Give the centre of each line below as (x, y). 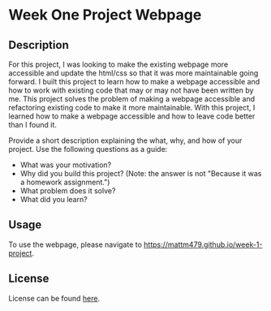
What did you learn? (54, 199)
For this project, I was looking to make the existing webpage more (118, 64)
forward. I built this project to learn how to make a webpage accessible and (134, 82)
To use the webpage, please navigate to (75, 244)
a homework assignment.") (65, 182)
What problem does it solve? (68, 191)
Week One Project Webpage (105, 15)
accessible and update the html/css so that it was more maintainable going (133, 73)
